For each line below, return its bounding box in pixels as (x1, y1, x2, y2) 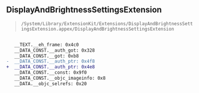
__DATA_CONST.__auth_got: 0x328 (14, 47, 95, 53)
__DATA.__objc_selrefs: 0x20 (14, 80, 87, 86)
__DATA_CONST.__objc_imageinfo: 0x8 (14, 75, 106, 82)
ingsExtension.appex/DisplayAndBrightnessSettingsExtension (20, 26, 174, 32)
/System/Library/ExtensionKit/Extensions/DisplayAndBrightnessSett (20, 20, 193, 26)
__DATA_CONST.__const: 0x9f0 (14, 70, 87, 76)
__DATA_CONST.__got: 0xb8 (14, 53, 79, 59)
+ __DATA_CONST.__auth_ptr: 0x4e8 (6, 64, 95, 70)
